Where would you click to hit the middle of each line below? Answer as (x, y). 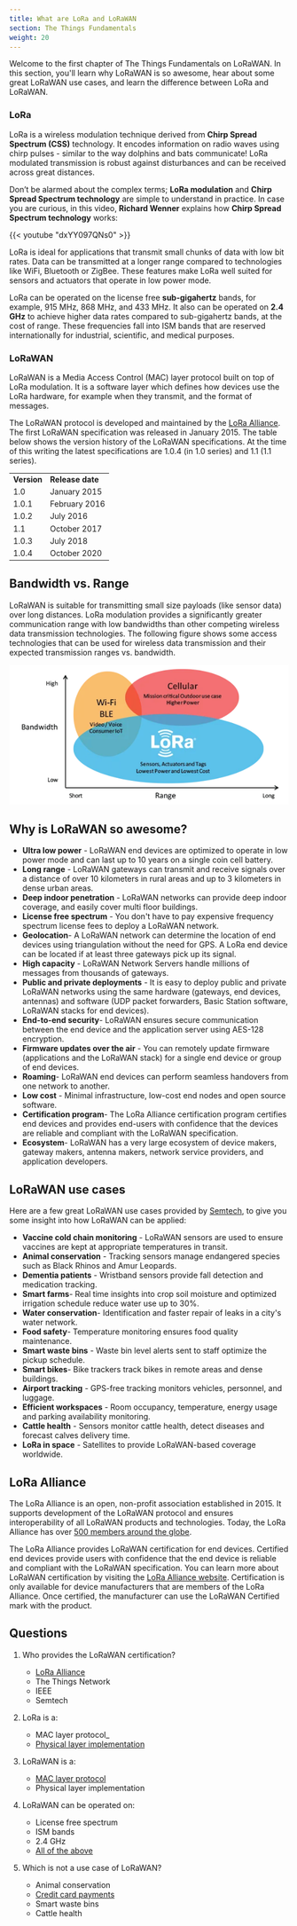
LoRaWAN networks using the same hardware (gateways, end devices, (151, 992)
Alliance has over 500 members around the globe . (101, 1531)
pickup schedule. (54, 1360)
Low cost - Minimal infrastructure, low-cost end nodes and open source (154, 1096)
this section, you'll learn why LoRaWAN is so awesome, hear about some (142, 73)
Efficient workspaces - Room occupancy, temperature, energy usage (149, 1407)
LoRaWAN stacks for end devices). (85, 1010)
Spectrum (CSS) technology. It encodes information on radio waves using (145, 144)
